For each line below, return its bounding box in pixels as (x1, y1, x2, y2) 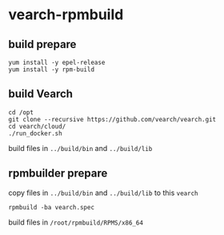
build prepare (8, 38, 77, 51)
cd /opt (8, 108, 34, 117)
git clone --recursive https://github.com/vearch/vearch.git (8, 115, 217, 123)
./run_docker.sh (8, 129, 62, 137)
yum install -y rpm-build (8, 66, 94, 74)
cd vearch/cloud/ (8, 122, 66, 130)
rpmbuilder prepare (8, 166, 108, 181)
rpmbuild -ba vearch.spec (8, 203, 94, 211)
